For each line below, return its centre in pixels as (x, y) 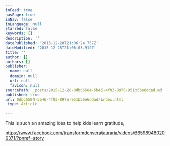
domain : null (24, 76)
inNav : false (19, 19)
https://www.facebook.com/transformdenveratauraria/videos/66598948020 (85, 133)
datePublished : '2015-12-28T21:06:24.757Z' (52, 43)
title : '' (16, 52)
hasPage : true (20, 15)
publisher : (17, 66)
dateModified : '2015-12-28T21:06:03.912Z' (51, 48)
